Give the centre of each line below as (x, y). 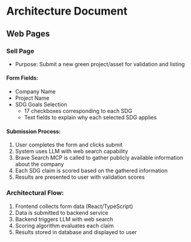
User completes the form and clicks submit (69, 145)
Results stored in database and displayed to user (76, 232)
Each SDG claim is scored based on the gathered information (91, 171)
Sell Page (20, 51)
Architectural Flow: (35, 193)
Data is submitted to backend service (62, 213)
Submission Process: (34, 131)
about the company (39, 164)
